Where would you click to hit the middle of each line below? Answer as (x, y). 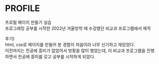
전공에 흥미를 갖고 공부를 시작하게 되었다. (57, 56)
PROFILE (22, 8)
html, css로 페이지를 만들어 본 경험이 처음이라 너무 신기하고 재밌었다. (70, 44)
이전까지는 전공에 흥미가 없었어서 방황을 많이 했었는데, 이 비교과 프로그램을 (75, 51)
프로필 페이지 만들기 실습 (28, 22)
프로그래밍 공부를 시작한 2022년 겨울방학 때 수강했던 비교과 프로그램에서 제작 (78, 28)
